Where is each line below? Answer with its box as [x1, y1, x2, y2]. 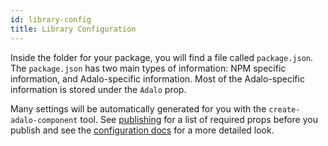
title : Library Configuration [10, 24, 137, 34]
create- [268, 104, 301, 115]
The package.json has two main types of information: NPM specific [10, 62, 287, 74]
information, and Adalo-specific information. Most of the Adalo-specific [10, 72, 305, 85]
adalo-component [10, 115, 78, 125]
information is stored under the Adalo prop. [10, 83, 187, 95]
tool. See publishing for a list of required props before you [79, 113, 318, 125]
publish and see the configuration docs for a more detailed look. [10, 124, 275, 136]
